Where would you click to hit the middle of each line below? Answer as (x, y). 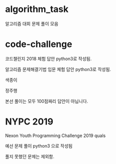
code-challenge (39, 44)
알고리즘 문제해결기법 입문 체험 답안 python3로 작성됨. (58, 69)
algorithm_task (37, 9)
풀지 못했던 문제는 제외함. (30, 156)
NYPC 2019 (29, 122)
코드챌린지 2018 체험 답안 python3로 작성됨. (49, 58)
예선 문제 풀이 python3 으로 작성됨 (39, 145)
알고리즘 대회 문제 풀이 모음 (32, 23)
